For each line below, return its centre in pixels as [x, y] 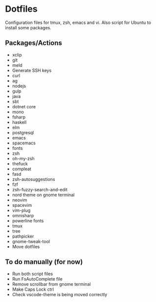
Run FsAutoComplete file [37, 279]
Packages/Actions [34, 43]
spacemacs [24, 143]
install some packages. [28, 27]
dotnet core [24, 106]
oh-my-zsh [23, 158]
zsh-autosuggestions [33, 179]
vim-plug [21, 210]
